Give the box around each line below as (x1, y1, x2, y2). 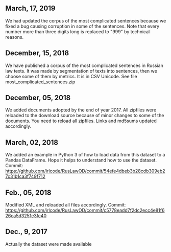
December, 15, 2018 (5, 49, 69, 58)
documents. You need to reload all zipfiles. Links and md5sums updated (5, 118, 157, 124)
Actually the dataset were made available (5, 241, 92, 247)
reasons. (5, 34, 24, 40)
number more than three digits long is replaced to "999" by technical (5, 28, 150, 35)
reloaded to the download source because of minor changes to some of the (5, 112, 164, 119)
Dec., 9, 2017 (5, 227, 47, 236)
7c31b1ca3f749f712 (5, 173, 46, 179)
